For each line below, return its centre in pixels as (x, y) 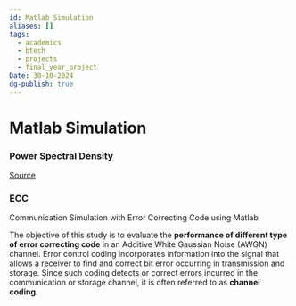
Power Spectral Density (62, 155)
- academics (40, 42)
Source (22, 176)
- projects (37, 59)
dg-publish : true (41, 84)
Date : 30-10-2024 (41, 76)
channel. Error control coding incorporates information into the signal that (144, 254)
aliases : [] (31, 26)
